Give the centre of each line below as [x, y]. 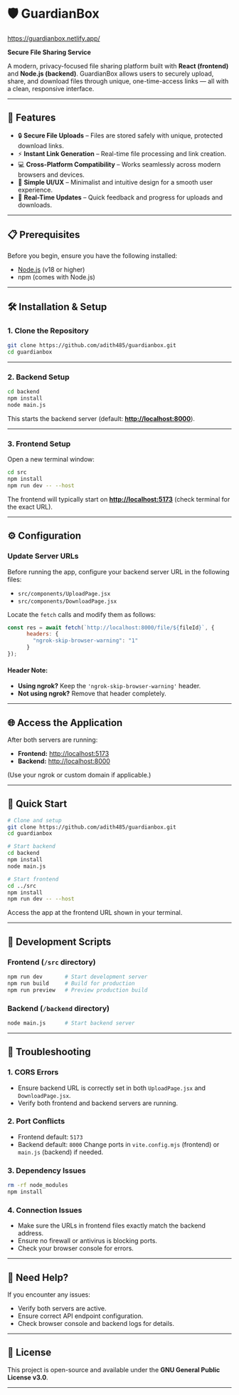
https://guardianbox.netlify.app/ [54, 38]
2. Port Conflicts [36, 1121]
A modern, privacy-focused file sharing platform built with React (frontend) [118, 66]
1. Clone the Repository [48, 331]
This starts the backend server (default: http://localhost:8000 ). [101, 418]
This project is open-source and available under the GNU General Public [114, 1369]
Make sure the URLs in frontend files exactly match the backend [112, 1225]
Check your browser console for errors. [75, 1248]
